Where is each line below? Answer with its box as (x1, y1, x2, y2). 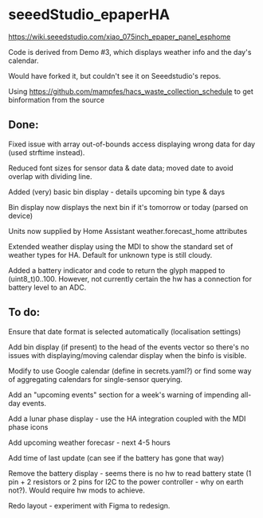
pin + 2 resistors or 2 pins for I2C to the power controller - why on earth (8, 477, 244, 486)
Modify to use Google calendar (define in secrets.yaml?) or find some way (8, 366, 252, 376)
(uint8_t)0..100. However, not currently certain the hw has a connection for (8, 274, 253, 283)
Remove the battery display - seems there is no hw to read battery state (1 (8, 468, 252, 478)
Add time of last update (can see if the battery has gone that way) (8, 453, 225, 462)
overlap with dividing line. (8, 171, 92, 181)
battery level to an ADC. (8, 282, 87, 292)
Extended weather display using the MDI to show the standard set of (8, 241, 234, 251)
